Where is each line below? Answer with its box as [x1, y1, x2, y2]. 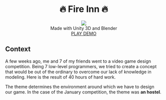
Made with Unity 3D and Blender [50, 25, 117, 31]
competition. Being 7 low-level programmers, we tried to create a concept [5, 63, 157, 69]
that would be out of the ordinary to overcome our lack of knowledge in [5, 69, 152, 75]
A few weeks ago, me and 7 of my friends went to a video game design [5, 58, 151, 64]
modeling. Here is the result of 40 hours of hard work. [5, 74, 116, 80]
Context [5, 45, 31, 53]
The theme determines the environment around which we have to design [5, 84, 155, 90]
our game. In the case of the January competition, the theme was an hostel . [5, 89, 162, 95]
